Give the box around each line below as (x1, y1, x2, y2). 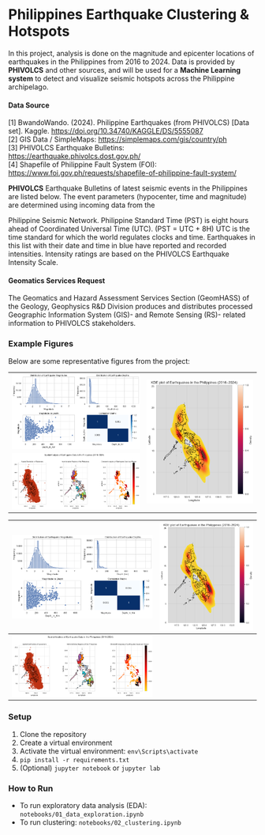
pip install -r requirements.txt (19, 756, 130, 764)
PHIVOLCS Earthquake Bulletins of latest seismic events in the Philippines (8, 183, 248, 193)
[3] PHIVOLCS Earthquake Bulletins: (8, 143, 125, 153)
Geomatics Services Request (8, 275, 106, 285)
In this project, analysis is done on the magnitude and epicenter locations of (8, 48, 255, 58)
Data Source (8, 100, 50, 110)
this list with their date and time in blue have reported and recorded (8, 241, 227, 251)
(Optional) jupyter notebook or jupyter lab (19, 763, 160, 773)
